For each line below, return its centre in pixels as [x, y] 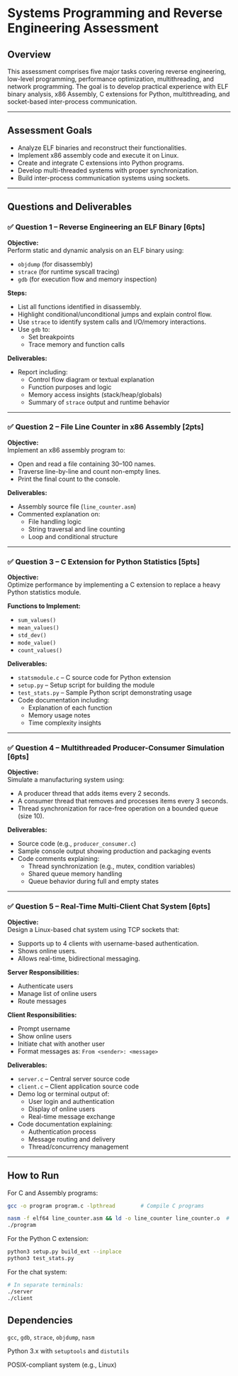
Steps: [17, 293]
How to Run [33, 1176]
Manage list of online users [57, 993]
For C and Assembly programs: [53, 1193]
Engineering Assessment [83, 28]
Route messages [42, 1001]
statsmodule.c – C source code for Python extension [94, 678]
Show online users [45, 1036]
